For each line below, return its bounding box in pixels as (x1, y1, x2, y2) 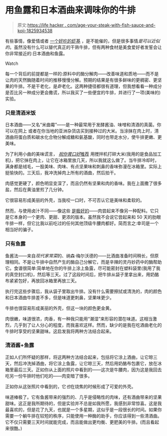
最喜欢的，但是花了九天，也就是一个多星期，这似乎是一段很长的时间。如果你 (5, 407, 162, 413)
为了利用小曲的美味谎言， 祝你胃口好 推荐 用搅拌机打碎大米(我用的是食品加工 (5, 151, 162, 157)
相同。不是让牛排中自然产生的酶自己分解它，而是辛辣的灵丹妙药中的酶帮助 (9, 259, 162, 265)
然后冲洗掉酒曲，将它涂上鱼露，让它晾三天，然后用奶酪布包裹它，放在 (13, 360, 158, 366)
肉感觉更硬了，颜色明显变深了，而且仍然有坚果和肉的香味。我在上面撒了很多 (5, 180, 162, 186)
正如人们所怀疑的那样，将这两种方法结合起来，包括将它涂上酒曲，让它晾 (5, 354, 153, 360)
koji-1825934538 (17, 27, 53, 33)
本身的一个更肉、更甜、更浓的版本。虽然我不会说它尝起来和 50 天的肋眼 (13, 214, 162, 220)
